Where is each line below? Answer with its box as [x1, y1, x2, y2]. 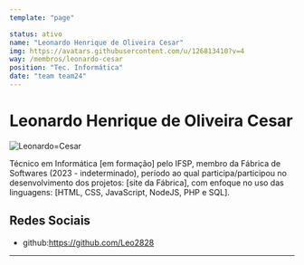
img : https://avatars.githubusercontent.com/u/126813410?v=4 [9, 46, 245, 55]
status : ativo [9, 29, 63, 39]
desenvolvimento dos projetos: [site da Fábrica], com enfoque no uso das [9, 177, 285, 188]
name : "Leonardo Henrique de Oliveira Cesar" [9, 38, 184, 47]
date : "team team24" [9, 71, 88, 81]
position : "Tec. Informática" [9, 63, 124, 72]
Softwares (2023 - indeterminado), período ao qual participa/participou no [9, 167, 288, 178]
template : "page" [9, 13, 75, 23]
